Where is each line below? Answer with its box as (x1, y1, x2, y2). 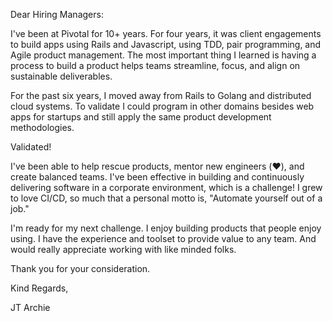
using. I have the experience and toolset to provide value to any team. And (10, 233, 317, 244)
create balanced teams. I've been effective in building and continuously (10, 171, 305, 183)
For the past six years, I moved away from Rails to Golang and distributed (10, 90, 312, 101)
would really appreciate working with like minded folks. (10, 244, 237, 255)
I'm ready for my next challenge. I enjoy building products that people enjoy (10, 222, 322, 234)
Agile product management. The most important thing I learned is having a (10, 49, 317, 61)
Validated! (10, 141, 52, 153)
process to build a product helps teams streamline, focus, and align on (10, 60, 301, 71)
